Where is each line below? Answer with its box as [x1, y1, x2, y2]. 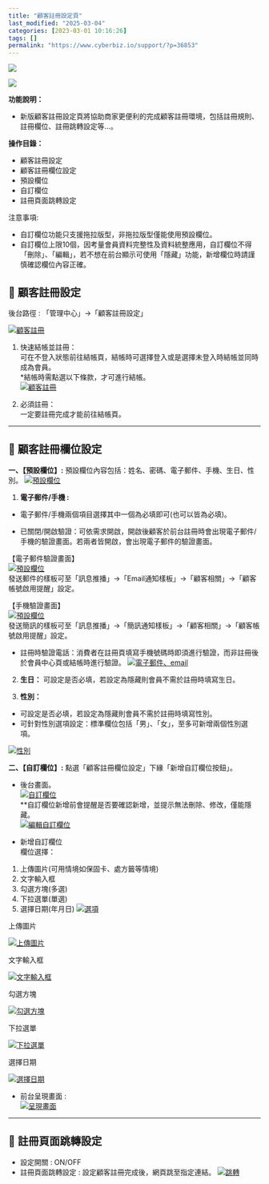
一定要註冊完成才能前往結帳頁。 [19, 409, 126, 419]
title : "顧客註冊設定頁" [8, 11, 82, 20]
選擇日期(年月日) [19, 904, 75, 913]
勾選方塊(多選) [19, 884, 68, 893]
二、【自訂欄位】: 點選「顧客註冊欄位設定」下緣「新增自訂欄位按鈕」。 [8, 763, 238, 772]
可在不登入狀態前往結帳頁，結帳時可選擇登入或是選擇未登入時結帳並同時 [19, 352, 259, 361]
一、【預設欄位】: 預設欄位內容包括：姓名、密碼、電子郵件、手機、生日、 [8, 465, 248, 475]
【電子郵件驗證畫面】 [8, 554, 78, 563]
